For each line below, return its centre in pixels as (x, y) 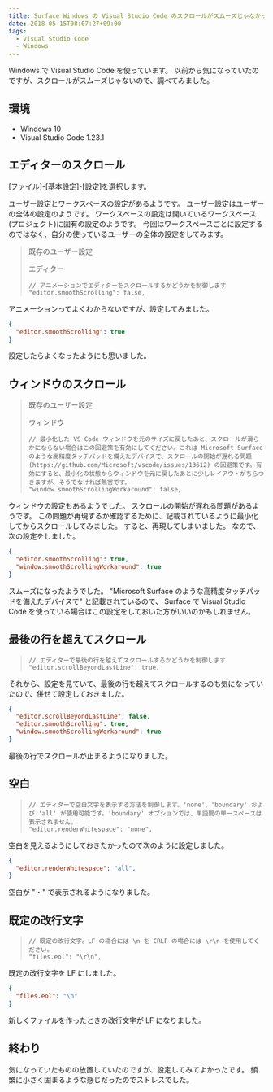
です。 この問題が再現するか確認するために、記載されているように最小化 (136, 516)
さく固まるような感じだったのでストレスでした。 (111, 1080)
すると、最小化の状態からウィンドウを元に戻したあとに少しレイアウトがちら (149, 474)
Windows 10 (41, 129)
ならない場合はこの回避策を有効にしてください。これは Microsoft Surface (152, 448)
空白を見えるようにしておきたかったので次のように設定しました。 (119, 845)
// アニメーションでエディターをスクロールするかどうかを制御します (127, 286)
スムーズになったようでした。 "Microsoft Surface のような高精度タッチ (127, 591)
